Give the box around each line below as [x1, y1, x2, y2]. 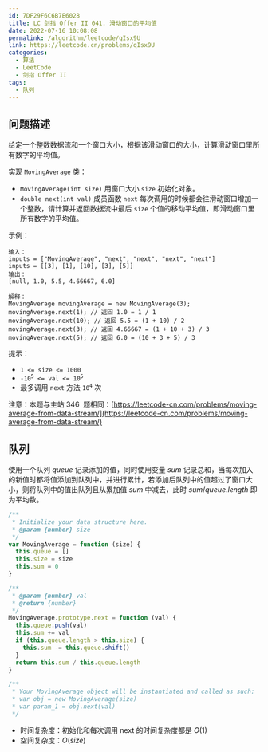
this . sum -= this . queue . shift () [22, 644, 130, 652]
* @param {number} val [11, 592, 88, 600]
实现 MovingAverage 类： [8, 167, 87, 176]
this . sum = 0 [15, 563, 59, 571]
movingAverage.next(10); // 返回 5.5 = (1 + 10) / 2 [8, 317, 185, 325]
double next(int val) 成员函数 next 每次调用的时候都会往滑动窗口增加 [19, 194, 252, 203]
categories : [8, 49, 48, 57]
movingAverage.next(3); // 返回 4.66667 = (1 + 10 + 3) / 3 [8, 325, 210, 333]
